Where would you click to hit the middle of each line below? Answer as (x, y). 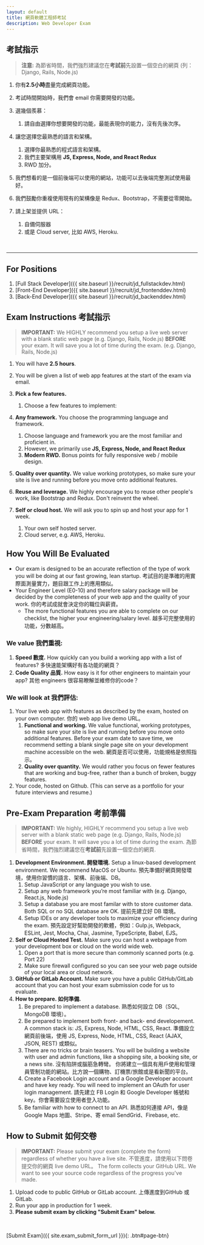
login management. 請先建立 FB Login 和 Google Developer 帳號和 (107, 1093)
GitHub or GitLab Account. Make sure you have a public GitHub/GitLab (104, 979)
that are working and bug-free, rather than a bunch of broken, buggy (110, 773)
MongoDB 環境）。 (47, 1014)
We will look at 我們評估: (42, 697)
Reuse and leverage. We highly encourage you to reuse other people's (104, 491)
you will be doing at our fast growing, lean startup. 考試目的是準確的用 (103, 576)
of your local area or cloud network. (69, 972)
